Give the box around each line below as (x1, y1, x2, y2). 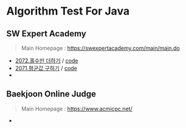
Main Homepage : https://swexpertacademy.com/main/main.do (21, 44, 181, 52)
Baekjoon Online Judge (6, 89, 96, 99)
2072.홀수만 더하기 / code (15, 57, 78, 64)
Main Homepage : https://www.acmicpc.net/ (21, 105, 133, 112)
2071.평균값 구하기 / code (15, 65, 77, 72)
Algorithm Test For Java (6, 4, 129, 18)
